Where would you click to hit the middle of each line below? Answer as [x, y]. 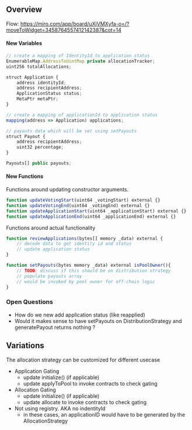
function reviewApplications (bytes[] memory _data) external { [85, 238]
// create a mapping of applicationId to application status [82, 115]
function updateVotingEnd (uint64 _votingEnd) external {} [78, 205]
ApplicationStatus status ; [49, 94]
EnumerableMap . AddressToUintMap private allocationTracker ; [81, 61]
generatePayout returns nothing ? [55, 327]
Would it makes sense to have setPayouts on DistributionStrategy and [98, 321]
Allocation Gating [35, 390]
